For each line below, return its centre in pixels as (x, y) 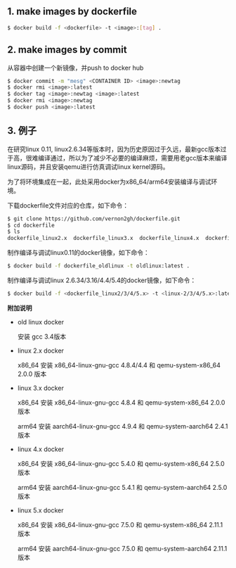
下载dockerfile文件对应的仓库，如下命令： (68, 205)
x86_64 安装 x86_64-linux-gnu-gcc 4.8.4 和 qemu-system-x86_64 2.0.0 (121, 402)
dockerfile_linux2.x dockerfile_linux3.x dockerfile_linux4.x (103, 239)
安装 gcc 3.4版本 (42, 336)
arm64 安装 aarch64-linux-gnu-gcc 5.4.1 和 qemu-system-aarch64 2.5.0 (122, 487)
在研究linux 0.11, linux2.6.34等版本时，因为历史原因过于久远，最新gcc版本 (114, 149)
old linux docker (41, 322)
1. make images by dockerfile (72, 12)
